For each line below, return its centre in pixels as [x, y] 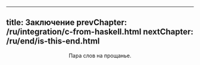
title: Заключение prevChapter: [67, 22]
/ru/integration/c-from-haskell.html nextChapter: [100, 32]
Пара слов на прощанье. [100, 55]
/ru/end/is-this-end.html [53, 41]
